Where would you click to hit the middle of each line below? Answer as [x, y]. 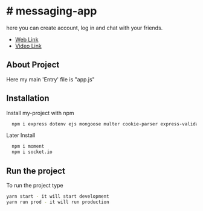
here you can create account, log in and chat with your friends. [85, 28]
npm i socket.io [32, 152]
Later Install [21, 135]
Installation [28, 99]
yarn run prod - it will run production [58, 202]
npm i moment [28, 146]
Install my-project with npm [40, 113]
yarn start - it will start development [58, 197]
